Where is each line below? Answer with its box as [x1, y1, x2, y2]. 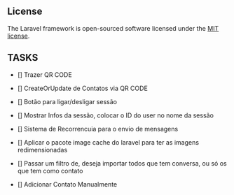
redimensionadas [17, 145, 68, 154]
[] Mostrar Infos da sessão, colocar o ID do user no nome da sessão [17, 111, 214, 120]
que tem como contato [17, 166, 83, 175]
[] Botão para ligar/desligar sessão [17, 97, 118, 106]
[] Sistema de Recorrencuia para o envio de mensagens [17, 124, 179, 133]
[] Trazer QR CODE [17, 70, 72, 79]
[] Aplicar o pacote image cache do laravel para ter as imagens [17, 138, 200, 146]
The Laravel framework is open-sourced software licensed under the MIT [7, 24, 219, 32]
